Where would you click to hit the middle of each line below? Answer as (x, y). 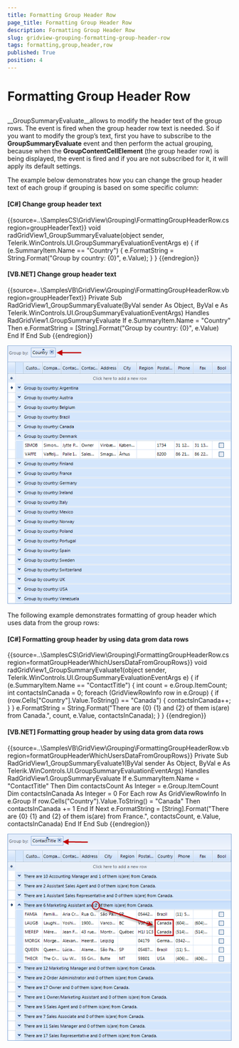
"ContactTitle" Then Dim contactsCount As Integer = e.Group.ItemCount (113, 785)
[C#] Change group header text (54, 204)
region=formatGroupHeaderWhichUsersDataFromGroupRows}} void (107, 663)
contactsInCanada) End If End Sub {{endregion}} (79, 823)
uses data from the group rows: (53, 623)
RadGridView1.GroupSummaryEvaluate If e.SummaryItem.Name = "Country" (119, 320)
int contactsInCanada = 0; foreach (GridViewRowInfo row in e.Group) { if (113, 693)
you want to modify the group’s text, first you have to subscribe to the (110, 136)
